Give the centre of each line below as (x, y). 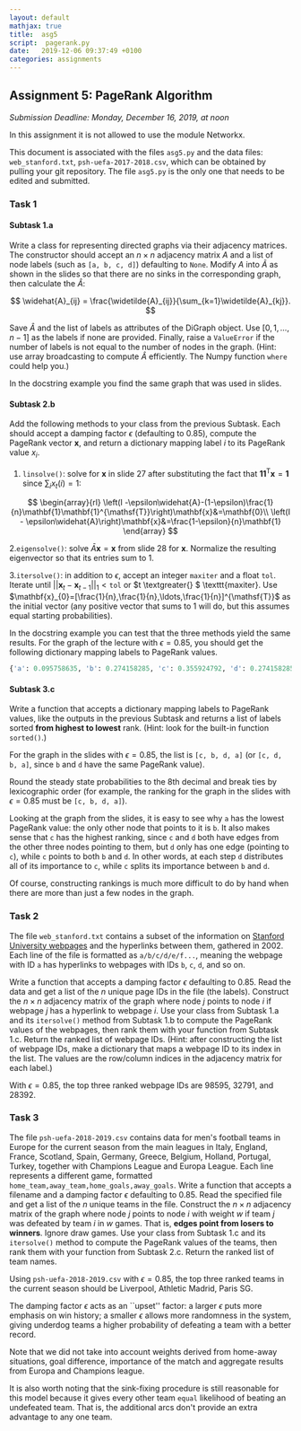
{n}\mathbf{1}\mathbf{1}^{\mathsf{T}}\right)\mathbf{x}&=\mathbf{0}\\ (139, 512)
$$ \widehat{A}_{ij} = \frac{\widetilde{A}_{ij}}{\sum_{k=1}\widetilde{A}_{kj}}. (150, 301)
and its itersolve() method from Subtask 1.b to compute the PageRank (141, 1020)
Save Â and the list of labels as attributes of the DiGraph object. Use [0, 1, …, (149, 328)
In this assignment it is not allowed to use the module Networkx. (127, 135)
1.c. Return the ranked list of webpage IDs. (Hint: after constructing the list (146, 1039)
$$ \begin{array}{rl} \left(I (75, 503)
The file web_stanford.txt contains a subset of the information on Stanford (147, 935)
